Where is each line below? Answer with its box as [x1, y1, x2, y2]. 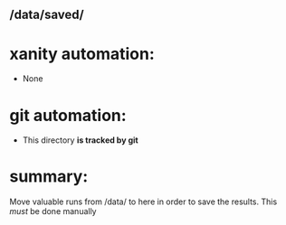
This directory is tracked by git [22, 135, 138, 145]
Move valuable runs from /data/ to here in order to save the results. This [9, 196, 278, 207]
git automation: [9, 105, 127, 126]
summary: [9, 166, 89, 187]
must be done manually [9, 206, 97, 217]
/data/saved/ [9, 7, 84, 23]
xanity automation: [9, 43, 156, 64]
